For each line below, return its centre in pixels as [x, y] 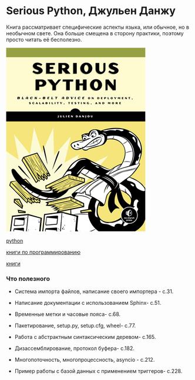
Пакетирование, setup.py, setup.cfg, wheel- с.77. [75, 326]
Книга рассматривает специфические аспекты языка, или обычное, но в [98, 27]
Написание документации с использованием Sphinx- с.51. [88, 303]
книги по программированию [43, 252]
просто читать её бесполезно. [44, 39]
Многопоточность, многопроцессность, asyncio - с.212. [85, 360]
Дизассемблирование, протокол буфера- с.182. [75, 348]
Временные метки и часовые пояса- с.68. [68, 314]
